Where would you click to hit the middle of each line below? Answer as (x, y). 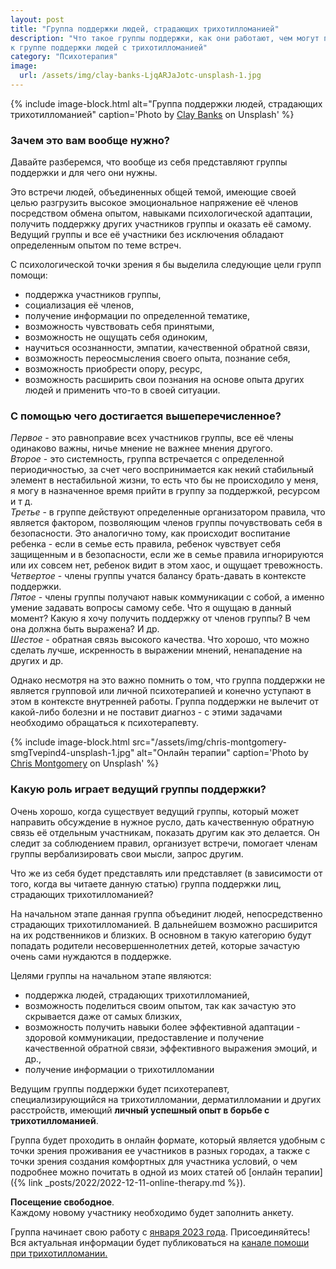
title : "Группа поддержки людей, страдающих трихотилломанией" (145, 29)
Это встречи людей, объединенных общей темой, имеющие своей (153, 192)
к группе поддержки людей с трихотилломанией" (109, 47)
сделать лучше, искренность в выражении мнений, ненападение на (156, 650)
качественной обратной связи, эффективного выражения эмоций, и (171, 1048)
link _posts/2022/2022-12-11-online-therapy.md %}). (137, 1182)
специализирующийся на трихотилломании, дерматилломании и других (166, 1099)
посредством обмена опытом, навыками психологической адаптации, (161, 213)
